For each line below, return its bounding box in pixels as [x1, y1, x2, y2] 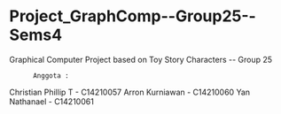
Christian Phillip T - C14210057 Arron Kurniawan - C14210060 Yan [9, 87, 251, 97]
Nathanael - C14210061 [9, 95, 95, 107]
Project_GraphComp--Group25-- [9, 6, 257, 27]
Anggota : [32, 71, 69, 80]
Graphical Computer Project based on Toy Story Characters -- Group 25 [9, 54, 273, 65]
